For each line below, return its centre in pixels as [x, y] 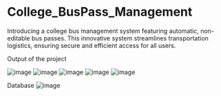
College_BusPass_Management [100, 12]
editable [19, 38]
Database [21, 85]
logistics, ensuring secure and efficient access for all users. [92, 45]
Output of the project [37, 58]
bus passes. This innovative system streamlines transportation [120, 38]
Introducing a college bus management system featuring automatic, [103, 31]
